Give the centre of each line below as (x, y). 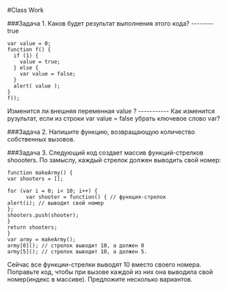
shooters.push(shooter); (43, 215)
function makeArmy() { (40, 173)
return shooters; (32, 228)
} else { (26, 68)
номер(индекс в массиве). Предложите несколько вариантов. (100, 279)
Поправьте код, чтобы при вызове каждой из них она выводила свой (110, 272)
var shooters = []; (35, 179)
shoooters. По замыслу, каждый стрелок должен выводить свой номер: (114, 160)
